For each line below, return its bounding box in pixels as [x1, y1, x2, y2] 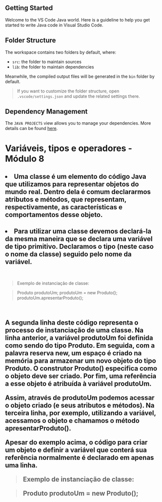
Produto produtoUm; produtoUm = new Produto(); [17, 289, 118, 295]
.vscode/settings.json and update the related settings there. [17, 93, 140, 99]
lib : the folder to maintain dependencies [12, 64, 94, 70]
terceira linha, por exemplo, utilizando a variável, [5, 409, 156, 417]
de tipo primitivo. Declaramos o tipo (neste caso [5, 242, 154, 251]
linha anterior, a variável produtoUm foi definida [5, 334, 153, 342]
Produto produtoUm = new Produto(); [22, 489, 139, 498]
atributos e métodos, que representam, [5, 196, 127, 204]
